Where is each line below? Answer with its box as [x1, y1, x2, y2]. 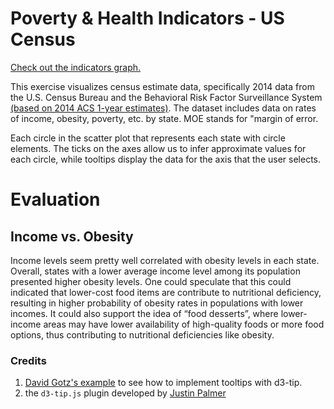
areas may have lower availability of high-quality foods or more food [43, 318, 325, 330]
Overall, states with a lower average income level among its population [10, 265, 301, 277]
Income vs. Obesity [10, 228, 134, 245]
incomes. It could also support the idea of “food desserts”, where [10, 307, 279, 319]
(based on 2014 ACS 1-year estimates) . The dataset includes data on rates [10, 102, 317, 114]
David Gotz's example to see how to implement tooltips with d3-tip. [24, 377, 303, 389]
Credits [10, 353, 47, 367]
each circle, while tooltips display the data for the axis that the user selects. [10, 153, 322, 165]
